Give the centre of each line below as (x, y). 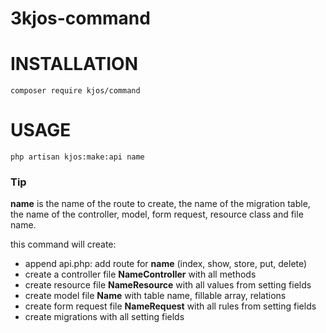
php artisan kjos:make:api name (77, 157)
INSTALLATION (74, 64)
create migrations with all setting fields (104, 317)
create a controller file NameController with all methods (140, 274)
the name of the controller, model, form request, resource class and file (157, 214)
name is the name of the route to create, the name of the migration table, (160, 204)
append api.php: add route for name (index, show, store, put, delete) (166, 264)
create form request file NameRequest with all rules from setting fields (170, 306)
